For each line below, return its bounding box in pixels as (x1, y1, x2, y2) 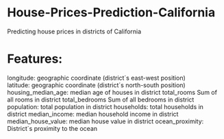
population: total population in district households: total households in (7, 102, 204, 110)
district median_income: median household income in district (7, 110, 179, 118)
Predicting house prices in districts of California (7, 27, 142, 35)
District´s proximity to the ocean (7, 124, 98, 132)
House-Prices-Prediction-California (7, 5, 216, 20)
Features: (7, 51, 63, 67)
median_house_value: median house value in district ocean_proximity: (7, 117, 204, 125)
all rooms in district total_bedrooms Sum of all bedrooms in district (7, 95, 195, 104)
